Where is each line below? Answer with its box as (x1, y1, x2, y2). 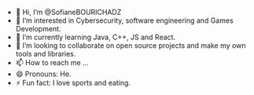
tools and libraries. (15, 49, 76, 58)
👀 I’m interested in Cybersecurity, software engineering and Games (15, 16, 234, 25)
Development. (15, 24, 61, 33)
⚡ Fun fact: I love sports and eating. (15, 79, 131, 87)
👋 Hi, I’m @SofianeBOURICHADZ (15, 8, 122, 16)
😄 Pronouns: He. (15, 69, 72, 79)
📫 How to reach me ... (15, 58, 89, 67)
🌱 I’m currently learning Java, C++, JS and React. (15, 32, 175, 42)
